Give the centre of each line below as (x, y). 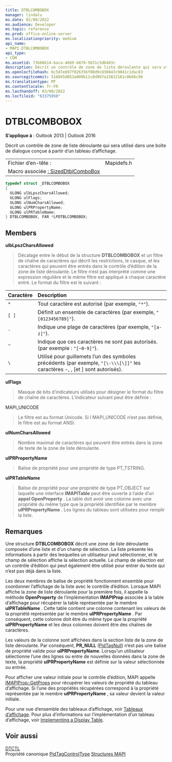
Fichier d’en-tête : (29, 163)
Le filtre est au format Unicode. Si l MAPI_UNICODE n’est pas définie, (90, 417)
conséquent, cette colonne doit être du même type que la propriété (76, 619)
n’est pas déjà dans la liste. (34, 571)
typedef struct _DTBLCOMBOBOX (38, 184)
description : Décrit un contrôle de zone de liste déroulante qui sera (83, 67)
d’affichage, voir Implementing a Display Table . (55, 720)
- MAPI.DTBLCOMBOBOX (27, 48)
